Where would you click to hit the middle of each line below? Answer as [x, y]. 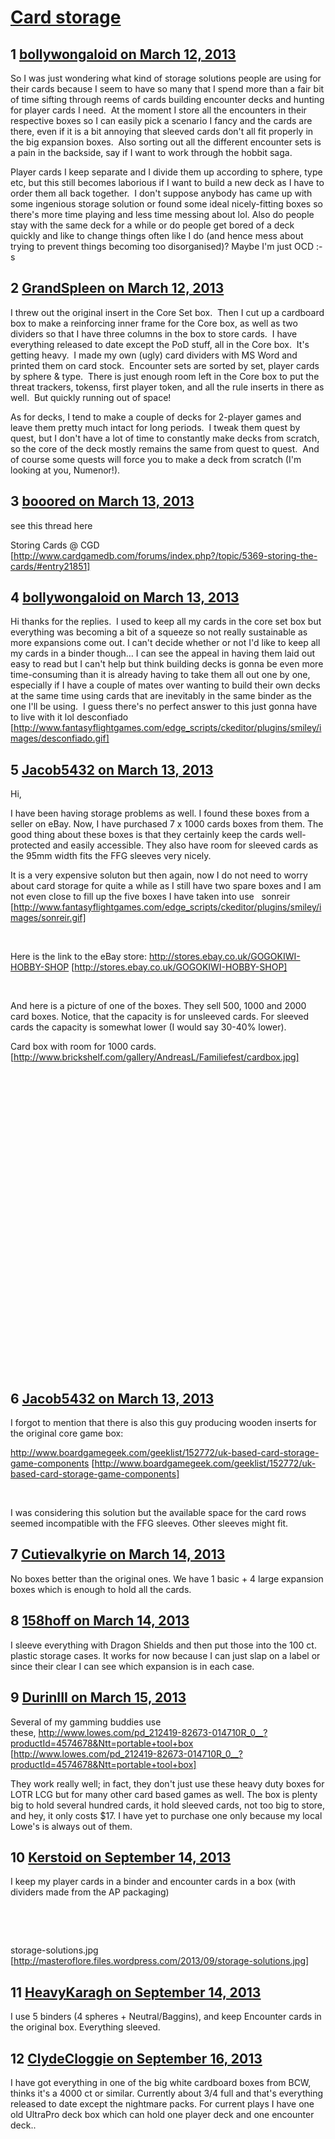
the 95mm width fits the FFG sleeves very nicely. [111, 856]
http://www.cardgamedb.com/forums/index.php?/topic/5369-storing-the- [165, 555]
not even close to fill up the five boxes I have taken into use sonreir [150, 897]
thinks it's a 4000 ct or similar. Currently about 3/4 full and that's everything [167, 2093]
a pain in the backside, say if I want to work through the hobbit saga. [151, 152]
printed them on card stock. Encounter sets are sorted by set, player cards [165, 365]
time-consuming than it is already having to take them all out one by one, [160, 675]
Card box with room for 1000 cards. [83, 1047]
